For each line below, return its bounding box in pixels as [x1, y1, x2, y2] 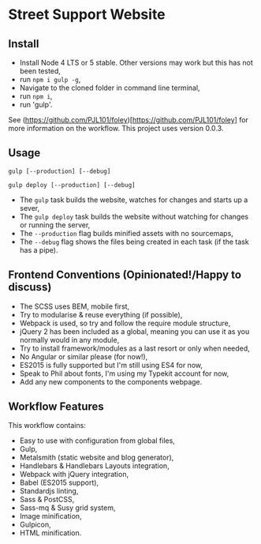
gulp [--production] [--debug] [8, 167, 111, 175]
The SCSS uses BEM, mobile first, [19, 302, 130, 311]
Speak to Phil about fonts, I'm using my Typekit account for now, [19, 369, 229, 378]
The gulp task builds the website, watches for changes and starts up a [19, 195, 248, 204]
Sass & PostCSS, [19, 495, 75, 505]
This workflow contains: [8, 421, 87, 430]
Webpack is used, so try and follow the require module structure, [19, 318, 231, 328]
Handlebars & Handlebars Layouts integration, [19, 461, 170, 471]
